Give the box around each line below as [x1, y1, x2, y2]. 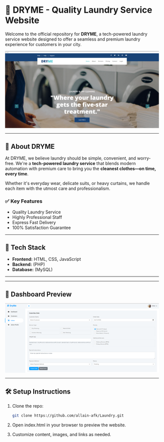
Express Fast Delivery [12, 219, 56, 225]
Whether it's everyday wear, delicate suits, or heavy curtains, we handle [5, 181, 150, 186]
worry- [137, 155, 151, 161]
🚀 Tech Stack [5, 243, 46, 252]
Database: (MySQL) [12, 267, 53, 273]
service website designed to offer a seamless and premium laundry [5, 36, 141, 42]
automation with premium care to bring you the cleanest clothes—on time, [5, 166, 156, 172]
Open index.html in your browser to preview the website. [12, 422, 126, 428]
